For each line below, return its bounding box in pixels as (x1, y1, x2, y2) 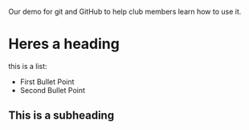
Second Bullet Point (19, 85, 86, 95)
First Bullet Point (19, 76, 75, 87)
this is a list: (8, 61, 47, 71)
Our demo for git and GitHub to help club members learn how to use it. (8, 7, 242, 16)
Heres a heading (8, 35, 120, 53)
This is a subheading (8, 108, 115, 123)
